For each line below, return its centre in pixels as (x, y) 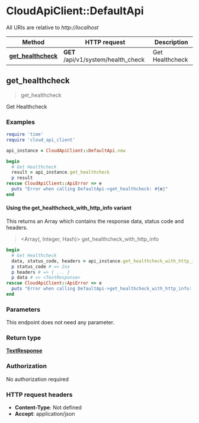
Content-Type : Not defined (48, 408)
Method (33, 42)
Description (171, 42)
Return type (24, 338)
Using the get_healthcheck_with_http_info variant (69, 208)
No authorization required (38, 379)
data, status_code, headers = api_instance (66, 261)
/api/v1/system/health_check (104, 59)
